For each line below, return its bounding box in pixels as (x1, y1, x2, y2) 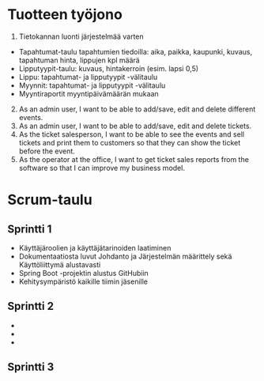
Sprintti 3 (7, 360, 55, 374)
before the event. (18, 146, 76, 156)
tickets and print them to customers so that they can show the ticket (18, 138, 241, 147)
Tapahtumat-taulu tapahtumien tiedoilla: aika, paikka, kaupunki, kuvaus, (18, 47, 253, 56)
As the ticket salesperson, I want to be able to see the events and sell (18, 129, 245, 139)
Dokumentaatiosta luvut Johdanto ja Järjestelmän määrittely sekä (18, 251, 232, 261)
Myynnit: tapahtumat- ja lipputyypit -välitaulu (18, 81, 166, 90)
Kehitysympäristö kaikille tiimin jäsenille (18, 277, 148, 286)
